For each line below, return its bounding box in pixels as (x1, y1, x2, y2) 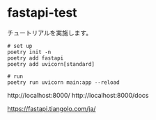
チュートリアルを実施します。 (7, 28, 93, 37)
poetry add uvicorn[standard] (7, 60, 95, 67)
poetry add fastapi (7, 54, 64, 62)
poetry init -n (7, 49, 52, 55)
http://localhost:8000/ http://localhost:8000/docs (7, 91, 149, 99)
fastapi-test (7, 5, 78, 21)
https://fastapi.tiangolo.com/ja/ (7, 104, 96, 112)
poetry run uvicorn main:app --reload (7, 78, 120, 86)
